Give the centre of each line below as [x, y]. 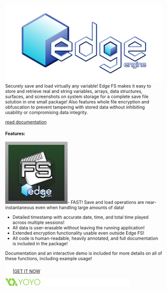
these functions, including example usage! [49, 259]
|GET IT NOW [27, 271]
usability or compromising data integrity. [47, 112]
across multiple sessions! [38, 222]
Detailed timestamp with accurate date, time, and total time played [80, 217]
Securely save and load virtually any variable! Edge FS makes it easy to [78, 86]
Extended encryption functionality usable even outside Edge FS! [78, 233]
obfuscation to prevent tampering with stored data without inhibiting [75, 107]
